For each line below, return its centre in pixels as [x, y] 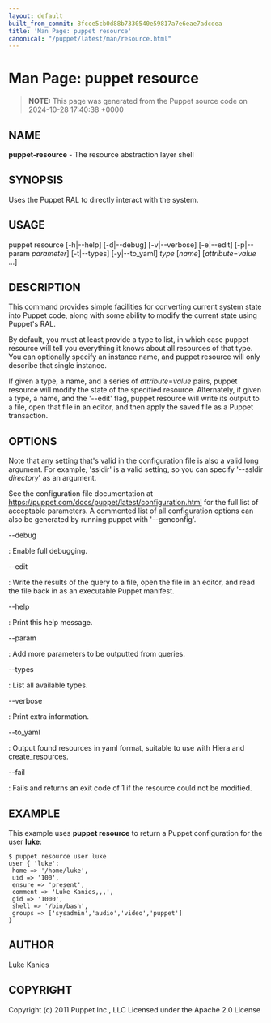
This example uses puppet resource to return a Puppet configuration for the [135, 833]
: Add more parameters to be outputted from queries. [97, 654]
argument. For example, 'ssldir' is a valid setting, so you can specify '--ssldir [136, 469]
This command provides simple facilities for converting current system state [135, 307]
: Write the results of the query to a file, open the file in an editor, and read [132, 582]
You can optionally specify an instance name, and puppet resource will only [134, 357]
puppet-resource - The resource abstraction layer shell [101, 154]
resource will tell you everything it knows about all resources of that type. [131, 349]
